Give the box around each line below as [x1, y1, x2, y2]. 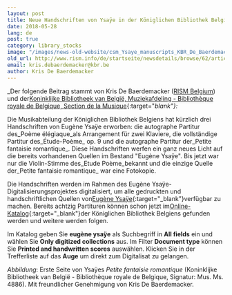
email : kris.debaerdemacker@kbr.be [7, 61, 110, 68]
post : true [7, 36, 39, 43]
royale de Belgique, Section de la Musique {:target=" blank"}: [7, 102, 178, 110]
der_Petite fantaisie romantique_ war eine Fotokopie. [7, 166, 157, 175]
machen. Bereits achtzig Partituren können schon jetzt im [7, 202, 171, 210]
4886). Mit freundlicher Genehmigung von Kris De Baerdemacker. [7, 280, 195, 288]
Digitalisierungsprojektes [7, 187, 78, 196]
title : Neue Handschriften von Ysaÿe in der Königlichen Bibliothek [7, 17, 209, 23]
